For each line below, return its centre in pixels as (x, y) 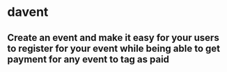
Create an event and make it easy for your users (113, 38)
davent (28, 12)
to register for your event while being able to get (114, 48)
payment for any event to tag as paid (88, 59)
